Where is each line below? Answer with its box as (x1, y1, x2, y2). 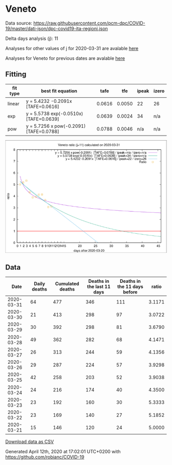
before (122, 289, 138, 295)
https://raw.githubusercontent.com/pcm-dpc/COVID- (33, 20, 146, 26)
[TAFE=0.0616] (26, 103, 59, 109)
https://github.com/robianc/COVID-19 (5, 454, 84, 460)
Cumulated (55, 281, 79, 287)
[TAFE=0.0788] (26, 128, 59, 135)
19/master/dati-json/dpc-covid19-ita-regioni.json (5, 25, 109, 31)
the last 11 (87, 283, 111, 290)
